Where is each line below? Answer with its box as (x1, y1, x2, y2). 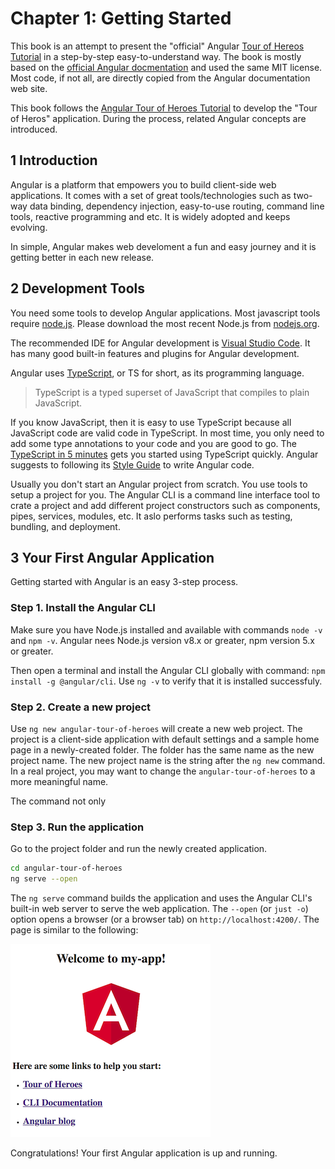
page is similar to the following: (10, 924, 139, 936)
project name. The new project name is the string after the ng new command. (10, 754, 326, 766)
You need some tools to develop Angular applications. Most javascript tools (10, 307, 321, 319)
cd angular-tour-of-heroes (10, 863, 123, 874)
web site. (10, 82, 48, 94)
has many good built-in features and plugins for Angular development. (10, 347, 300, 359)
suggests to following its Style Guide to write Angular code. (10, 458, 255, 471)
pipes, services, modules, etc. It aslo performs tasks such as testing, (10, 510, 293, 522)
